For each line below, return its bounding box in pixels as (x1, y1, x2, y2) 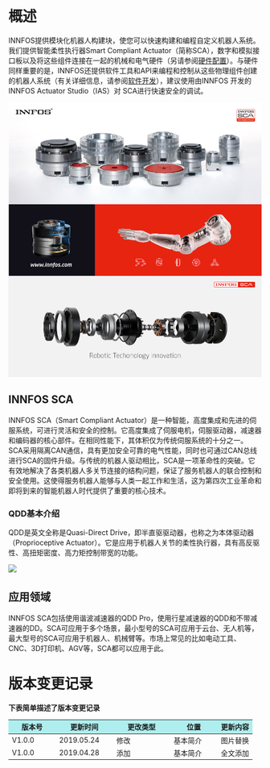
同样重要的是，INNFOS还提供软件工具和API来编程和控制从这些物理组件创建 (8, 65, 258, 75)
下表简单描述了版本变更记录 (8, 703, 100, 712)
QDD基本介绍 (8, 508, 60, 519)
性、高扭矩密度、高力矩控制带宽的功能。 (8, 548, 142, 558)
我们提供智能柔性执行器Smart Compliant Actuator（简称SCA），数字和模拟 (8, 45, 253, 55)
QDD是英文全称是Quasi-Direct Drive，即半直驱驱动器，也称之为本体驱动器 (8, 528, 255, 538)
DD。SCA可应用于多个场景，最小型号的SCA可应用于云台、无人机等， (29, 623, 259, 633)
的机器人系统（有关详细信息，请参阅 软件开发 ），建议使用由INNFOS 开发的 (8, 76, 252, 85)
